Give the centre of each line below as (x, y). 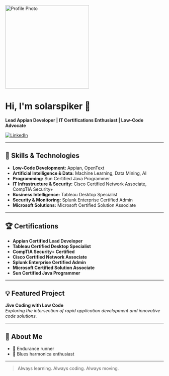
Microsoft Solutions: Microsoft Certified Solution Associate (74, 205)
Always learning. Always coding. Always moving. (68, 368)
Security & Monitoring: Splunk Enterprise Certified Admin (73, 200)
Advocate (16, 126)
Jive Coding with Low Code (34, 305)
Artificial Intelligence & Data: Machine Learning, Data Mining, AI (79, 173)
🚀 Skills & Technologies (42, 156)
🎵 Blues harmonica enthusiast (43, 354)
